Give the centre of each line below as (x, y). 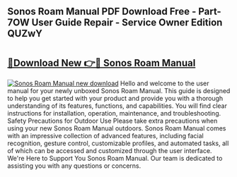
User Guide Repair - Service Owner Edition (127, 23)
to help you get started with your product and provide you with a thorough (115, 98)
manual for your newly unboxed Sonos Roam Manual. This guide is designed (119, 91)
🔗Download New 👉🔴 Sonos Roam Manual (102, 63)
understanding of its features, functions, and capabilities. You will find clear (117, 106)
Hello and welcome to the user (164, 83)
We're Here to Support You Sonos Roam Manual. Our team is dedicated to (115, 158)
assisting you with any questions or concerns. (74, 166)
